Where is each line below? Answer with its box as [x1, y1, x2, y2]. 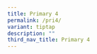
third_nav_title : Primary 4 [7, 36, 91, 43]
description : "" [7, 29, 55, 37]
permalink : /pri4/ [7, 17, 62, 24]
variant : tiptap [7, 23, 55, 30]
